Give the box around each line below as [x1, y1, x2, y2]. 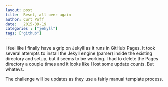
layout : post [5, 7, 33, 13]
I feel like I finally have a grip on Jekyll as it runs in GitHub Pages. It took [5, 45, 155, 51]
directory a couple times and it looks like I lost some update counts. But [5, 61, 154, 67]
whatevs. [5, 66, 24, 72]
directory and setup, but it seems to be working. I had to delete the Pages [5, 56, 158, 61]
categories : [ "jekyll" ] [5, 26, 58, 31]
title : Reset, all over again [5, 12, 71, 17]
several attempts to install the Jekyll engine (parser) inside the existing [5, 50, 153, 56]
